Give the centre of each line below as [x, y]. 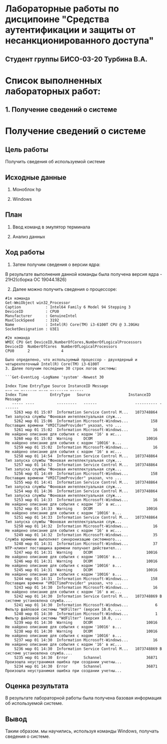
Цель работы [27, 149]
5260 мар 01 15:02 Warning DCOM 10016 [86, 439]
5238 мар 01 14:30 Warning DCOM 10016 [86, 631]
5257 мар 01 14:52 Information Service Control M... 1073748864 [86, 465]
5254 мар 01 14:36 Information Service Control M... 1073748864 [86, 491]
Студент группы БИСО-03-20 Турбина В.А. [76, 59]
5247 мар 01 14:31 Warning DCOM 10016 [86, 552]
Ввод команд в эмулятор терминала [51, 227]
